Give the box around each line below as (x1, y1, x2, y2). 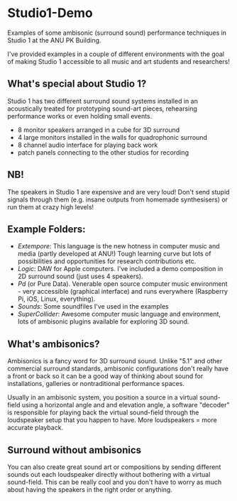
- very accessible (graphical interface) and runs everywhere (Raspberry (17, 287, 228, 296)
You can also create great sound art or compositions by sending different (7, 463, 221, 471)
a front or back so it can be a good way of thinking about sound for (7, 372, 204, 380)
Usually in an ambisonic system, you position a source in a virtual (7, 393, 199, 402)
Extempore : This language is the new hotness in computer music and (17, 242, 220, 250)
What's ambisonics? (7, 338, 100, 350)
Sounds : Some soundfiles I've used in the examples (17, 302, 169, 311)
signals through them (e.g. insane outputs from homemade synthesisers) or (7, 195, 228, 204)
